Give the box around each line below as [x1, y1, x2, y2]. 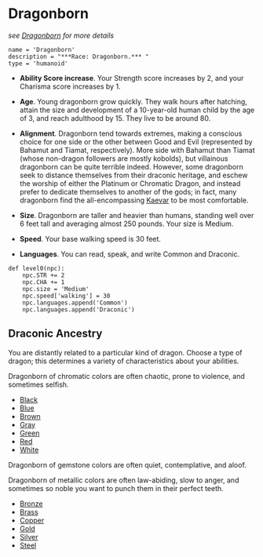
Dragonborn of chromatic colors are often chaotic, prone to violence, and [8, 371, 246, 380]
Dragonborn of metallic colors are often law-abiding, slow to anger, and [8, 475, 239, 485]
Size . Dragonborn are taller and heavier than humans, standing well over [19, 210, 254, 220]
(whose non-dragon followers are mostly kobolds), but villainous [19, 154, 228, 163]
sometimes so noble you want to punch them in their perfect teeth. [8, 483, 224, 493]
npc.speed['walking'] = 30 [22, 292, 111, 300]
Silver [19, 532, 38, 541]
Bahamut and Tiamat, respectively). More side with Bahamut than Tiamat [19, 145, 255, 155]
